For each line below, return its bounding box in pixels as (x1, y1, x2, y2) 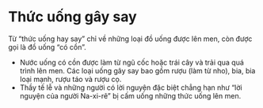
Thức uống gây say (8, 8, 137, 26)
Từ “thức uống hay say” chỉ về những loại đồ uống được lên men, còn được (8, 34, 253, 43)
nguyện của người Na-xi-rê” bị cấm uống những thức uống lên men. (19, 91, 242, 100)
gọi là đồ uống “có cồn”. (8, 42, 87, 51)
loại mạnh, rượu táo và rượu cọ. (19, 74, 122, 84)
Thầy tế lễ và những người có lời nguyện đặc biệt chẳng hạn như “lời (19, 83, 243, 92)
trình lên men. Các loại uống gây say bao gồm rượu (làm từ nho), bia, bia (19, 65, 256, 75)
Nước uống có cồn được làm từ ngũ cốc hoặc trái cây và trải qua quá (19, 58, 244, 67)
